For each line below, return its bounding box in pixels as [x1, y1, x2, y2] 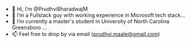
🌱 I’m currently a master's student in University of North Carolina [11, 18, 170, 24]
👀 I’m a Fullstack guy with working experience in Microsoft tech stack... [11, 12, 185, 19]
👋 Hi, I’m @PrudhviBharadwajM [11, 6, 88, 12]
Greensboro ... [11, 24, 47, 31]
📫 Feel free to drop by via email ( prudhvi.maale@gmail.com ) [11, 31, 160, 37]
